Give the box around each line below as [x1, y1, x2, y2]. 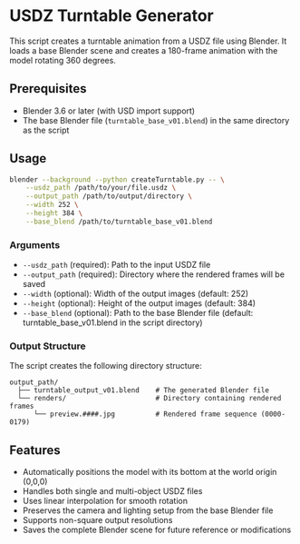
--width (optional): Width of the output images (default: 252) [22, 288, 249, 300]
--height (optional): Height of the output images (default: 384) [22, 298, 256, 309]
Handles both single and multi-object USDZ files [22, 486, 203, 497]
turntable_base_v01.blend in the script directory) [22, 317, 203, 328]
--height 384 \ [25, 209, 83, 218]
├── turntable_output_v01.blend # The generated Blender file [17, 386, 270, 395]
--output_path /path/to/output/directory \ [25, 192, 193, 201]
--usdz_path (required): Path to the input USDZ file [22, 260, 211, 271]
